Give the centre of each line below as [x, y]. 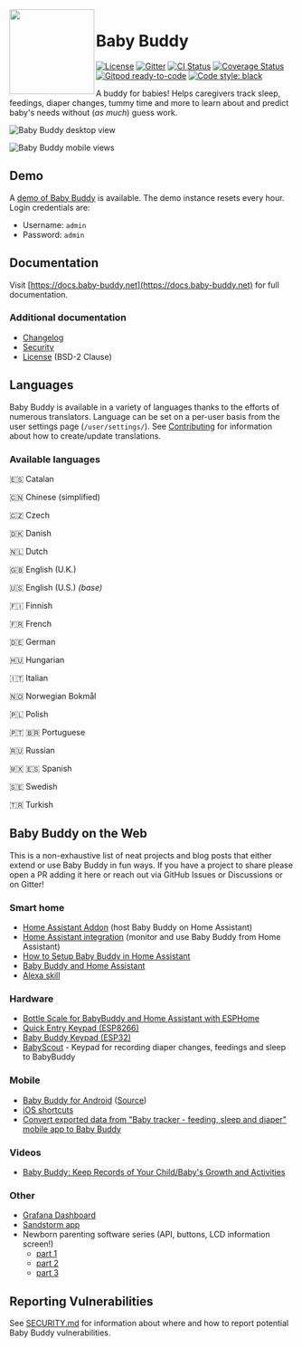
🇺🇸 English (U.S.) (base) [56, 587]
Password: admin [53, 234]
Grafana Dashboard [59, 1215]
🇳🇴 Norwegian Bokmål [53, 696]
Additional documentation [68, 318]
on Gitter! [27, 884]
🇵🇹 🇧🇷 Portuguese [47, 732]
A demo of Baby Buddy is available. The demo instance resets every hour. [147, 197]
